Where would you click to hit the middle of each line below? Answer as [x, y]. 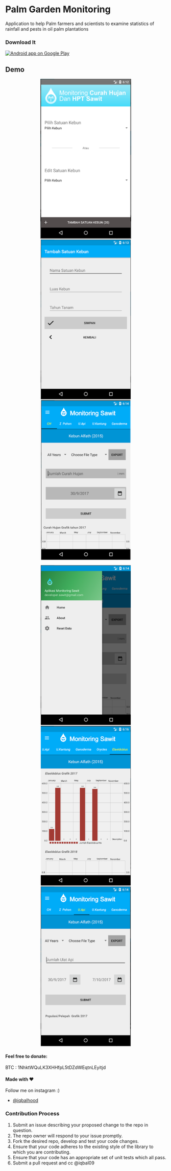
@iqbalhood [25, 1100]
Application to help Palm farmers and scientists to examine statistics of [80, 24]
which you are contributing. [42, 1152]
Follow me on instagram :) [33, 1091]
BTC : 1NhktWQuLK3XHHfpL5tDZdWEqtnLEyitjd [56, 1068]
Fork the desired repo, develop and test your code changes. [76, 1141]
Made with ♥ [20, 1079]
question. [22, 1130]
